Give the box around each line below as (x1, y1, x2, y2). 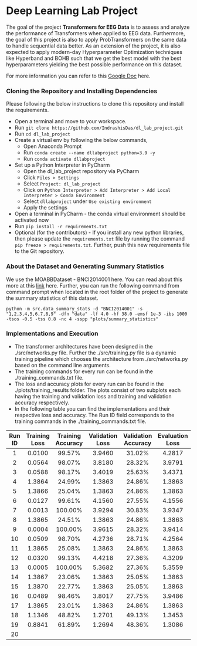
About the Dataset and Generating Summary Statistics (6, 262, 164, 270)
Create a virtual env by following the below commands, (14, 137, 148, 144)
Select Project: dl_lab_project (23, 180, 101, 187)
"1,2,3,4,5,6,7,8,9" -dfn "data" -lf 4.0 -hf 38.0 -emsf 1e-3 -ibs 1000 (6, 311, 188, 317)
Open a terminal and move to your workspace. (14, 118, 127, 125)
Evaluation (157, 431, 188, 439)
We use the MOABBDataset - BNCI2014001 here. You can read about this (6, 276, 183, 283)
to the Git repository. (14, 248, 64, 255)
